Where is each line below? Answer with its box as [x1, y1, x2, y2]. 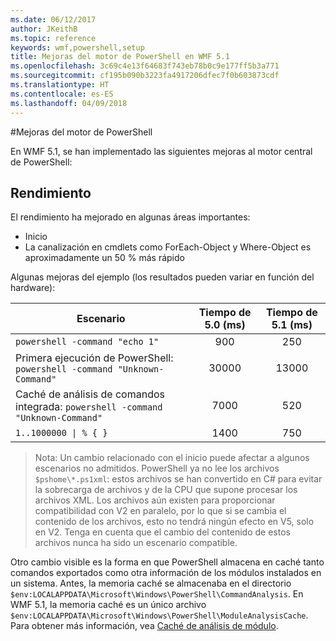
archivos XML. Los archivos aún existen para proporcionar [34, 494, 276, 506]
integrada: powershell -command [15, 400, 163, 414]
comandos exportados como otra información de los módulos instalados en [10, 567, 322, 579]
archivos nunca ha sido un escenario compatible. [34, 537, 238, 549]
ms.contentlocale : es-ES [10, 89, 114, 99]
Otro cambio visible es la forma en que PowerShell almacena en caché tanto [10, 556, 325, 568]
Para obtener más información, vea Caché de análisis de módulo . [10, 620, 279, 632]
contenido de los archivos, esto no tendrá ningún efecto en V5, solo [34, 516, 315, 528]
